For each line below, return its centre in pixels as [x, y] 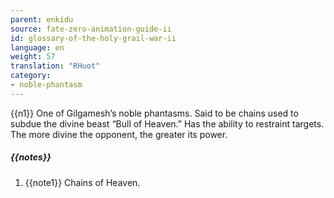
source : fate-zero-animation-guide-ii [91, 29]
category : [31, 76]
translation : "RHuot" [55, 66]
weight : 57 [33, 57]
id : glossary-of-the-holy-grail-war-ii [93, 38]
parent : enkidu [42, 19]
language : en [37, 47]
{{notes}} [31, 157]
